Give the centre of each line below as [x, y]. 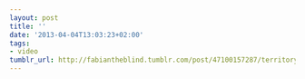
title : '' [28, 26]
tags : [20, 43]
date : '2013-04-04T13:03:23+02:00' [77, 35]
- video [24, 52]
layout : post [34, 18]
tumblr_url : [32, 60]
